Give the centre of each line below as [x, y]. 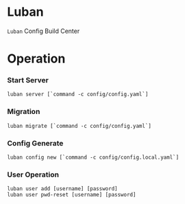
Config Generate [35, 143]
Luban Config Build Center [44, 31]
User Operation [33, 174]
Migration [24, 112]
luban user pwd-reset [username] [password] [72, 195]
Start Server [28, 80]
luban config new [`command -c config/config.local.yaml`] [93, 158]
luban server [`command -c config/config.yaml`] [78, 94]
